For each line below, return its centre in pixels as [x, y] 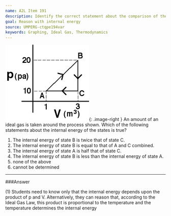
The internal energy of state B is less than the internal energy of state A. [88, 156]
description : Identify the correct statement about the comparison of [82, 16]
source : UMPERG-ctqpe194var [35, 27]
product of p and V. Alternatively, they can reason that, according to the [80, 197]
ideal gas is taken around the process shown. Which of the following [77, 125]
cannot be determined [36, 167]
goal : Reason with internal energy [43, 21]
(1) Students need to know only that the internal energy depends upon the [83, 192]
